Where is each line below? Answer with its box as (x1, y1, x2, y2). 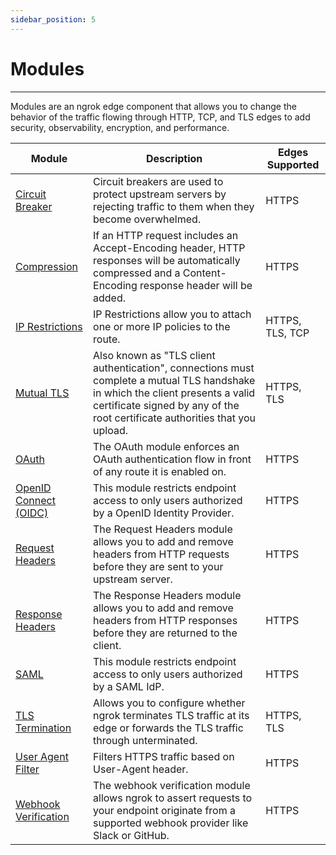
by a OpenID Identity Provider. (93, 506, 235, 520)
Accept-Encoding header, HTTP (93, 241, 246, 255)
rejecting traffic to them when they (93, 199, 255, 213)
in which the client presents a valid (93, 386, 256, 400)
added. (93, 291, 127, 305)
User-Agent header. (93, 762, 189, 776)
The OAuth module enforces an (93, 439, 240, 453)
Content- (182, 266, 227, 280)
